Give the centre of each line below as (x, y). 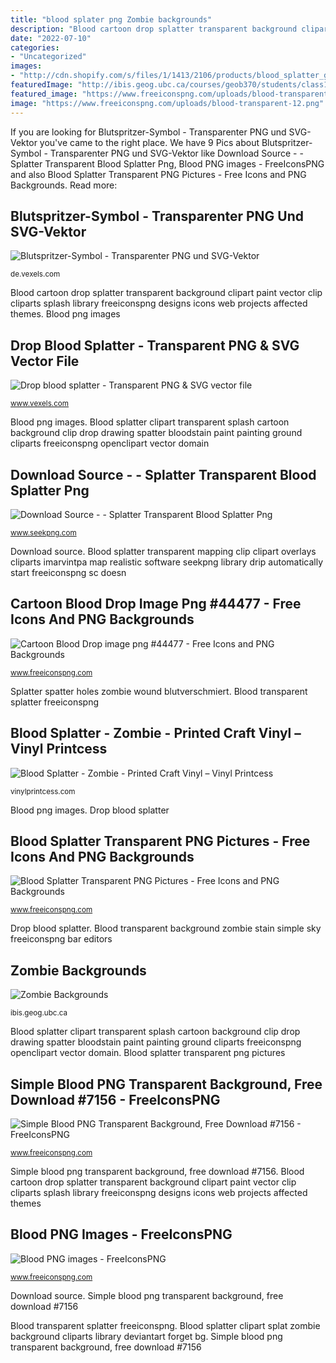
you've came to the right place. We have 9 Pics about (149, 142)
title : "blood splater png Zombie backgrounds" (111, 19)
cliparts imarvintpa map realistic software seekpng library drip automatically (167, 562)
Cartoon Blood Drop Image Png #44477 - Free (156, 604)
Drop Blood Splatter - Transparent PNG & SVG (155, 345)
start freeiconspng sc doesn (68, 572)
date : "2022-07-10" (51, 38)
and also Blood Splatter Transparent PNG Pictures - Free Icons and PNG (158, 174)
